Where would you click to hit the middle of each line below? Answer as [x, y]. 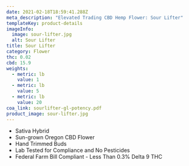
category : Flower [28, 52]
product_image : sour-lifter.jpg [47, 114]
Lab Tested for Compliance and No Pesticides [72, 150]
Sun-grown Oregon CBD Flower [55, 137]
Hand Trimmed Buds [41, 144]
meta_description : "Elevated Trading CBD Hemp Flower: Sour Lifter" [95, 18]
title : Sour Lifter [31, 46]
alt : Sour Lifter [34, 40]
